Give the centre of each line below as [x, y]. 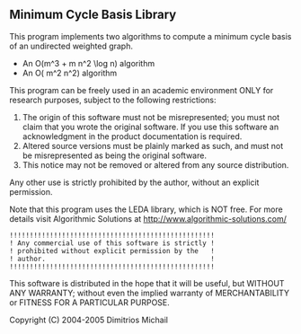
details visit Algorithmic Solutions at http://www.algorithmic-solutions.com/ [148, 218]
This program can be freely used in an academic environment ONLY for [142, 90]
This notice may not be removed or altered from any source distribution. [155, 164]
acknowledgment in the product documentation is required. [132, 136]
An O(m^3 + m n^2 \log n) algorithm [89, 63]
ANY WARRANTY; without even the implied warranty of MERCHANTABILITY [150, 293]
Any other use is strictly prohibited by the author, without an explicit [134, 182]
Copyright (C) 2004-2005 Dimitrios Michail [89, 320]
